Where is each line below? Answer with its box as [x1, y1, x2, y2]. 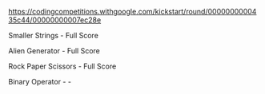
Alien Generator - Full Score [8, 46, 100, 55]
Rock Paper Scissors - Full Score [8, 61, 117, 71]
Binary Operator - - [8, 77, 72, 86]
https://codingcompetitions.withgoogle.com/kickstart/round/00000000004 [8, 7, 257, 16]
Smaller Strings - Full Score [8, 31, 98, 40]
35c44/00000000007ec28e [8, 15, 102, 25]
